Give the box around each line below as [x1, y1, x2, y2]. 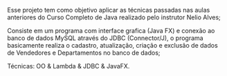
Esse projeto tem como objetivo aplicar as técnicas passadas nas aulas [7, 6, 210, 14]
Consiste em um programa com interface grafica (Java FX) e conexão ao [7, 27, 215, 35]
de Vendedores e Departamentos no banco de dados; [7, 48, 161, 57]
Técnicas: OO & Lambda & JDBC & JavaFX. [7, 62, 130, 70]
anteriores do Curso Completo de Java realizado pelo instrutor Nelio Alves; [7, 13, 221, 21]
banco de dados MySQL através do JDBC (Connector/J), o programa [7, 34, 203, 42]
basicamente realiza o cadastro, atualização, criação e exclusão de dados [7, 41, 218, 49]
